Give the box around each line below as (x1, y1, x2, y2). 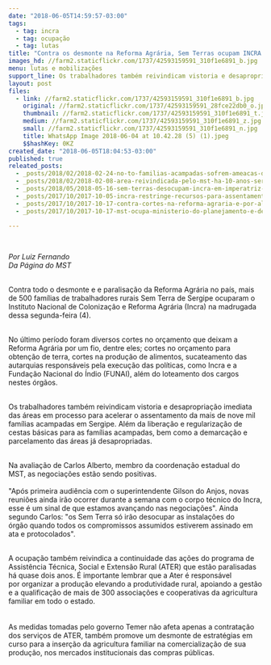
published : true (8, 154, 63, 162)
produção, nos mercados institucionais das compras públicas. (8, 648, 215, 658)
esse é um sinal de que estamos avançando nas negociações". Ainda (8, 503, 239, 513)
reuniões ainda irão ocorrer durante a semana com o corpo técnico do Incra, (8, 495, 263, 505)
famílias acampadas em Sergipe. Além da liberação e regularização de (8, 419, 243, 429)
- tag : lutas (15, 42, 60, 50)
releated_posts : (8, 162, 63, 170)
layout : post (8, 79, 52, 87)
